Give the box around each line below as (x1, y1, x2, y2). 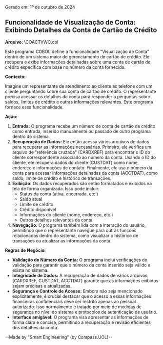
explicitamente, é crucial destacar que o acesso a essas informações (12, 293, 151, 299)
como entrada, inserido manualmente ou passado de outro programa (12, 128, 151, 134)
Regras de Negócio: (5, 247, 46, 253)
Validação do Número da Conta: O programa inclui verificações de (12, 257, 147, 263)
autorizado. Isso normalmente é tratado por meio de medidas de (12, 304, 142, 310)
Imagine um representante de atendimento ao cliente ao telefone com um (5, 83, 153, 89)
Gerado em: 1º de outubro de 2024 (5, 4, 75, 10)
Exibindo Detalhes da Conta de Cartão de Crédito (5, 26, 157, 34)
